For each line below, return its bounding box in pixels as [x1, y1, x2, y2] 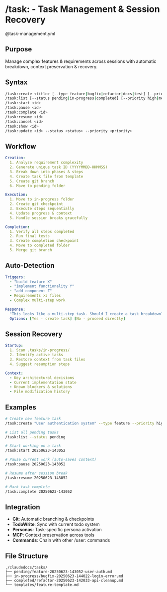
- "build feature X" [9, 279, 52, 284]
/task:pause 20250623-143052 [5, 462, 66, 467]
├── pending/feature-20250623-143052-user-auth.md [5, 570, 112, 575]
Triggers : [5, 274, 26, 280]
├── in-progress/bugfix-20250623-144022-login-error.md [5, 574, 123, 579]
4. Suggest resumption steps [9, 362, 70, 367]
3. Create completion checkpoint [9, 238, 79, 243]
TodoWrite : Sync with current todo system [12, 521, 100, 527]
